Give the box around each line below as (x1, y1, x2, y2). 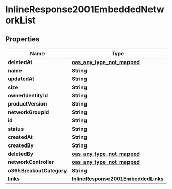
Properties (5, 35, 40, 44)
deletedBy (8, 150, 34, 157)
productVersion (8, 100, 47, 107)
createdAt (8, 134, 33, 140)
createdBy (8, 142, 34, 149)
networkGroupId (8, 109, 49, 116)
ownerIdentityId (8, 92, 48, 99)
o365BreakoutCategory (8, 167, 67, 174)
